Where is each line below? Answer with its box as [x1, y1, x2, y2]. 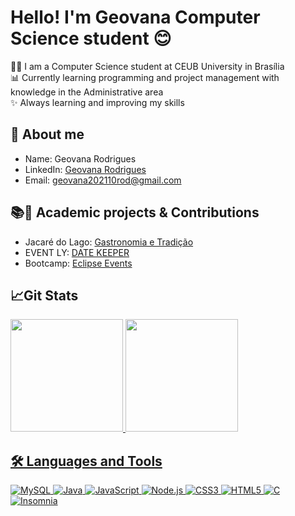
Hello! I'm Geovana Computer [10, 6, 261, 29]
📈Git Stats [10, 287, 79, 304]
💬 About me [10, 126, 85, 143]
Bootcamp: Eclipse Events [24, 257, 133, 269]
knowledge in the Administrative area [10, 86, 164, 98]
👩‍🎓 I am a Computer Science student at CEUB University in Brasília [10, 60, 285, 72]
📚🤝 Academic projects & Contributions [10, 204, 260, 221]
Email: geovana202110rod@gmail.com [24, 174, 182, 186]
